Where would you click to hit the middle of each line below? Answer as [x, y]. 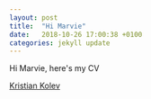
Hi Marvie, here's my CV [54, 68]
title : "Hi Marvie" [48, 26]
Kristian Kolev [35, 85]
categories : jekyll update [60, 43]
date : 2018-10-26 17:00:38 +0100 [76, 34]
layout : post [34, 18]
